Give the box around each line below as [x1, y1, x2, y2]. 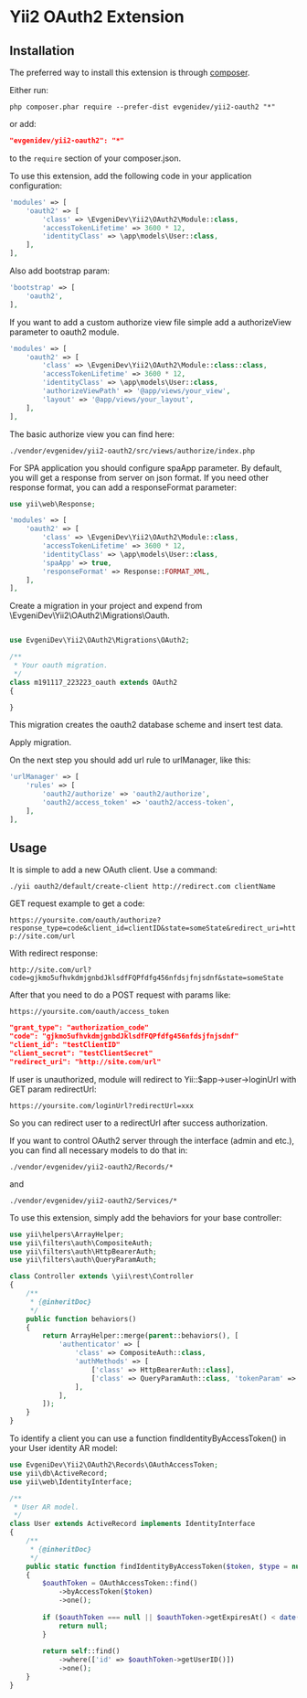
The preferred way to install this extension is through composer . [9, 67, 250, 78]
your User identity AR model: [9, 1443, 119, 1454]
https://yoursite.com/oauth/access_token [9, 1008, 170, 1017]
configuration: [9, 180, 62, 191]
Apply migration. [9, 737, 72, 748]
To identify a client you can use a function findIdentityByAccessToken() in [9, 1433, 286, 1444]
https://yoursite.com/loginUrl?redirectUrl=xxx [9, 1101, 195, 1110]
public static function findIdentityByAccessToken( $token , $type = [26, 1562, 288, 1571]
